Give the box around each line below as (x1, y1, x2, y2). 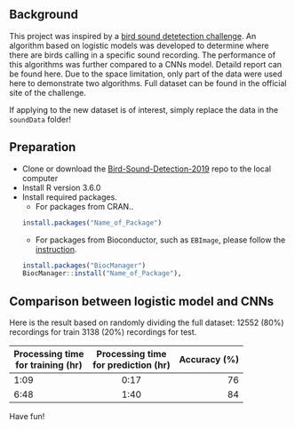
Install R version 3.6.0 (21, 182, 101, 193)
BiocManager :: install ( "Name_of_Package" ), (21, 269, 182, 278)
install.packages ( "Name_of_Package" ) (21, 218, 163, 227)
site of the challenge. (9, 87, 86, 98)
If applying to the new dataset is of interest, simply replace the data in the (9, 104, 278, 115)
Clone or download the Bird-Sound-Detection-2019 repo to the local (21, 163, 272, 174)
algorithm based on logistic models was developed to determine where (9, 40, 269, 51)
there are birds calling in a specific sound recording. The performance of (9, 49, 276, 60)
